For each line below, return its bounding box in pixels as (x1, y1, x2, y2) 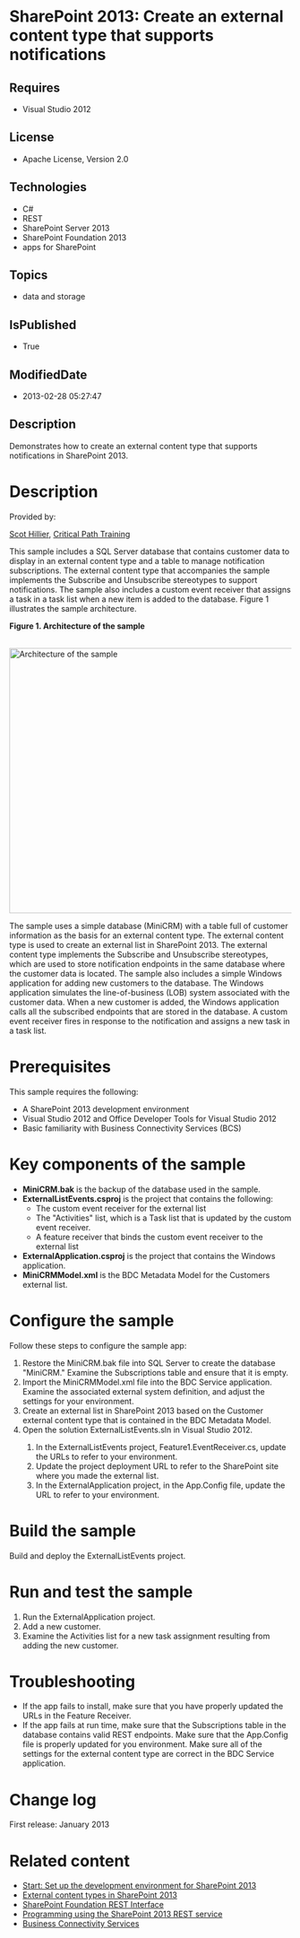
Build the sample (9, 1520, 136, 1541)
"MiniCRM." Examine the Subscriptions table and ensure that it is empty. (21, 1367, 289, 1377)
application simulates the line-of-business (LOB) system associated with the (9, 986, 290, 997)
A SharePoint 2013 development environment (21, 1103, 190, 1114)
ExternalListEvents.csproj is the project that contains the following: (21, 1193, 273, 1204)
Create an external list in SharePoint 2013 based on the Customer (21, 1405, 264, 1416)
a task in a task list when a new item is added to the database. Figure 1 (9, 594, 270, 604)
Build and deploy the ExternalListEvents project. (9, 1550, 186, 1561)
